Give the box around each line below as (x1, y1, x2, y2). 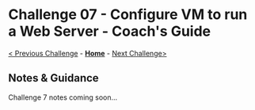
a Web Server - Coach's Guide (8, 22, 211, 40)
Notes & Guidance (8, 71, 99, 85)
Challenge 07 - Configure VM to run (8, 6, 248, 24)
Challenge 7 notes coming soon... (8, 93, 118, 102)
